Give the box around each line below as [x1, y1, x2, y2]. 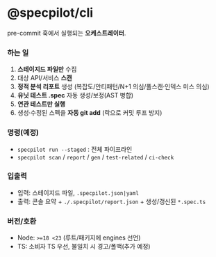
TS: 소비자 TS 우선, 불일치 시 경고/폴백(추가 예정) [17, 242, 151, 251]
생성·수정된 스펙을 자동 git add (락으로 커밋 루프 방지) [17, 109, 163, 117]
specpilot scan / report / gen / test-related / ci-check [17, 153, 174, 161]
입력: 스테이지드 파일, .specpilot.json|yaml [17, 188, 139, 196]
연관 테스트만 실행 [17, 100, 66, 109]
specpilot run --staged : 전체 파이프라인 [17, 145, 133, 153]
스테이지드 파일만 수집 [17, 65, 77, 74]
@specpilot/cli [7, 5, 94, 21]
